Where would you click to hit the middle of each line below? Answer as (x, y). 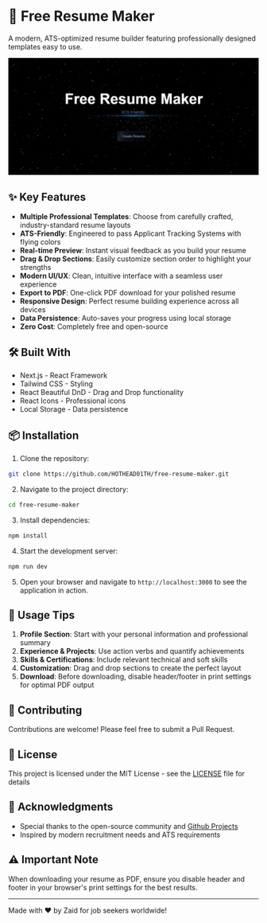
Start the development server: (69, 551)
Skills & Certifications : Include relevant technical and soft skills (124, 659)
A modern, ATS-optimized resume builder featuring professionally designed (132, 38)
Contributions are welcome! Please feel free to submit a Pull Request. (122, 729)
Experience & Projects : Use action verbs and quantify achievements (132, 651)
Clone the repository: (54, 459)
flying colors (40, 241)
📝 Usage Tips (42, 615)
